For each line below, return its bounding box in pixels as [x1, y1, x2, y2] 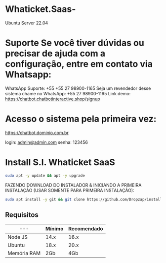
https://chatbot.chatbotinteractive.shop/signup [5, 96, 100, 102]
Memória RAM [7, 250, 41, 257]
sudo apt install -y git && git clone [5, 197, 85, 202]
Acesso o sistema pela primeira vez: [5, 113, 157, 125]
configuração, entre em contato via [5, 59, 153, 70]
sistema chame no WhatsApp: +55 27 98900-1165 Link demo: [5, 90, 131, 96]
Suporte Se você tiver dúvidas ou [5, 37, 144, 49]
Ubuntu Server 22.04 [5, 20, 48, 26]
